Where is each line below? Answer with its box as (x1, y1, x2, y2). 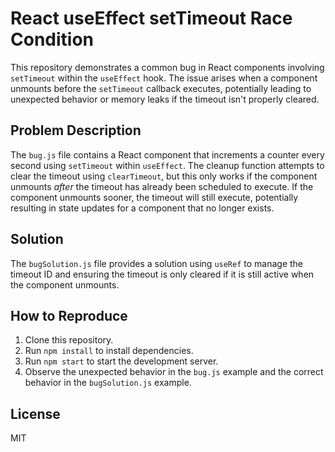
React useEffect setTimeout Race (10, 7, 293, 30)
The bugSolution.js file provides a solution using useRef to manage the (10, 257, 304, 269)
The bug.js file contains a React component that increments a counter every (10, 148, 325, 161)
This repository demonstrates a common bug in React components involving (10, 61, 325, 73)
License (10, 405, 61, 422)
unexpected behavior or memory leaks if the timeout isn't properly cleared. (10, 93, 320, 105)
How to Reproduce (10, 307, 128, 324)
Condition (10, 28, 94, 51)
